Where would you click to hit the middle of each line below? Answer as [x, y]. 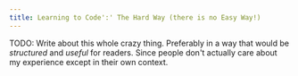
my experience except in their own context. [89, 62]
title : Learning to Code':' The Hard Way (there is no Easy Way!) [135, 17]
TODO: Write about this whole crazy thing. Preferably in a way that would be [149, 43]
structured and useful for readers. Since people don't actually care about [144, 52]
